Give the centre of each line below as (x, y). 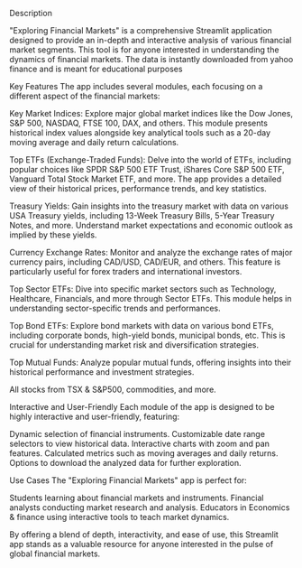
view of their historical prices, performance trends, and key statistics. (138, 188)
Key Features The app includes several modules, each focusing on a (136, 86)
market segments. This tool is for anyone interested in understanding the (144, 50)
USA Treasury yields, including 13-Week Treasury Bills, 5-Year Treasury (142, 215)
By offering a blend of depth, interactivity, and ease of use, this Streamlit (144, 535)
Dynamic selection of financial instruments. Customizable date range (137, 434)
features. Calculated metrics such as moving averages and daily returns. (144, 453)
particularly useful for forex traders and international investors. (126, 271)
